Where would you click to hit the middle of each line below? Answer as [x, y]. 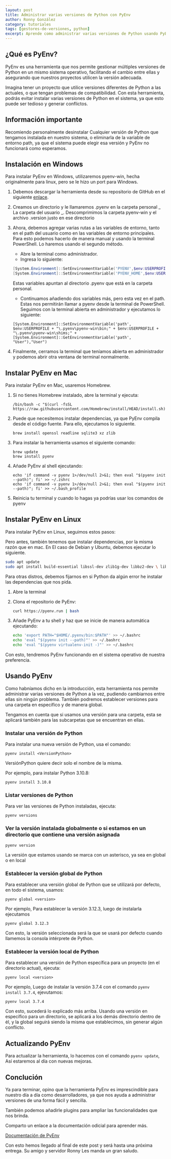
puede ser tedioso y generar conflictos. [47, 104]
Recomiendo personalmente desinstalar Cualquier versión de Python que [82, 132]
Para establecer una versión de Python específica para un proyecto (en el [82, 963]
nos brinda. [17, 1116]
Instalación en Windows [44, 165]
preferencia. [18, 660]
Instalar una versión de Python [44, 733]
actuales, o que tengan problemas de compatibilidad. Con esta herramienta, [85, 93]
